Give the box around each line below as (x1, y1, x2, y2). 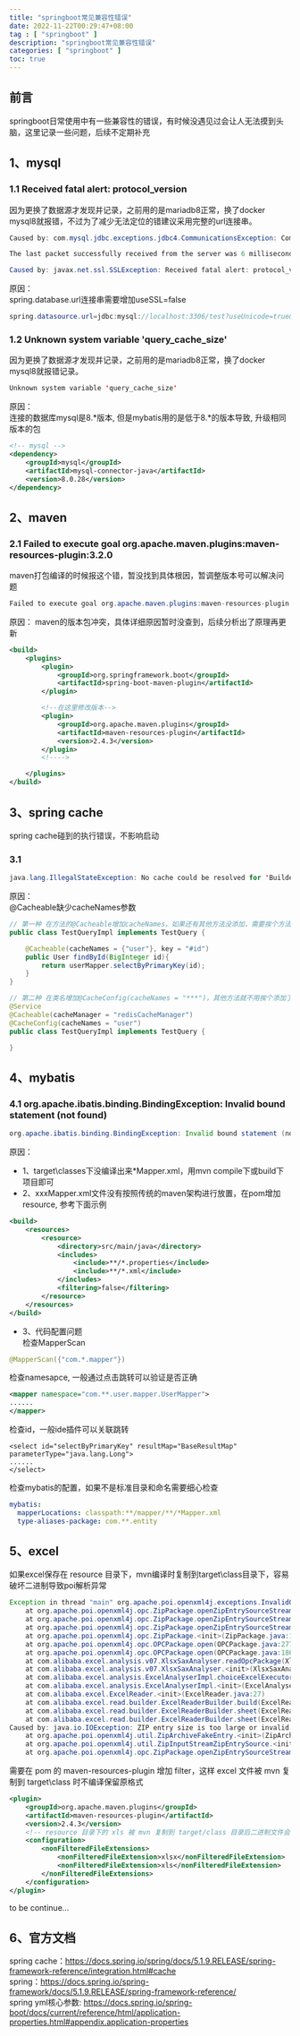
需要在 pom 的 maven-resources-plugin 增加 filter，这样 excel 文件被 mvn (9, 1766, 280, 1776)
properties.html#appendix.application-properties (9, 2016, 189, 2028)
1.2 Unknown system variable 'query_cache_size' (9, 333, 228, 346)
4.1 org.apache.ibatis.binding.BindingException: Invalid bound (9, 1098, 286, 1110)
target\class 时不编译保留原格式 (26, 1776, 144, 1787)
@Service (9, 1002, 42, 1012)
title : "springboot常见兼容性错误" (9, 13, 132, 22)
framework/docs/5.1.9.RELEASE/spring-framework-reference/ (9, 1987, 237, 1998)
